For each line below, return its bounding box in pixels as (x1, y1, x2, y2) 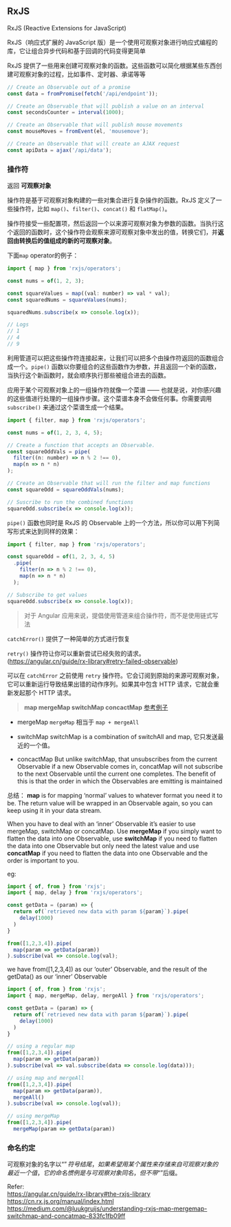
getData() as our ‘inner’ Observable (7, 972, 107, 981)
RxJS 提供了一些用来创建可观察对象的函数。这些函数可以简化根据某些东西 (7, 61, 217, 70)
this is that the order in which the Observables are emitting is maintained (16, 776, 223, 785)
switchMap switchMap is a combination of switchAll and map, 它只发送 (16, 732, 218, 740)
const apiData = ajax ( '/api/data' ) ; (7, 146, 112, 154)
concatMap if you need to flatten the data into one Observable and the (7, 849, 208, 857)
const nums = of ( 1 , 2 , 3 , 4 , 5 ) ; (7, 429, 103, 436)
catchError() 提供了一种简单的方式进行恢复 (7, 634, 131, 642)
